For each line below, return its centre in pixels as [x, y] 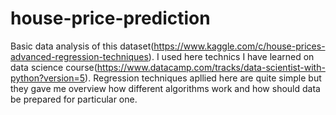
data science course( [54, 67]
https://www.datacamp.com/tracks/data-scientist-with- [211, 67]
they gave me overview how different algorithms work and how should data [165, 88]
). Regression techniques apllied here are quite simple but [203, 78]
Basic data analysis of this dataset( [82, 46]
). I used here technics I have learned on [231, 56]
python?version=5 [48, 78]
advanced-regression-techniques [79, 56]
